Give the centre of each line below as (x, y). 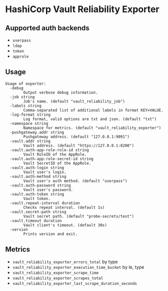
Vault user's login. (45, 172)
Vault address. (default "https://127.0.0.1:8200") (79, 145)
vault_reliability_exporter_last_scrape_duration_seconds (75, 283)
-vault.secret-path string (38, 212)
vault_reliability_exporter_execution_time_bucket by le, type (78, 267)
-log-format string (30, 115)
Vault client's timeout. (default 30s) (65, 225)
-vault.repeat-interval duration (45, 203)
